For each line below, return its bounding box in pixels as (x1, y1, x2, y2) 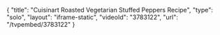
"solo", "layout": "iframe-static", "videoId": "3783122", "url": (6, 13, 179, 21)
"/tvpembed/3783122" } (6, 21, 75, 28)
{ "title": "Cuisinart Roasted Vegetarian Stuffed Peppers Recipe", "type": (6, 6, 214, 14)
